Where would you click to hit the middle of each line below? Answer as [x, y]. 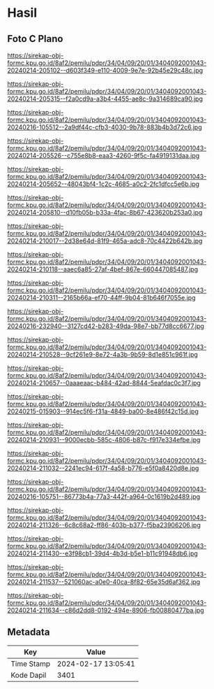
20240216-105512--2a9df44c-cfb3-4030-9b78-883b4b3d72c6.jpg [105, 127]
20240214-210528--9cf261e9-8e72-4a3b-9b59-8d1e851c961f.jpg [103, 354]
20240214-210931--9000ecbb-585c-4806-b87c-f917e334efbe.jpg [104, 440]
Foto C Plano [35, 39]
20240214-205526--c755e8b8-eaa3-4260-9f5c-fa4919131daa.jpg [104, 156]
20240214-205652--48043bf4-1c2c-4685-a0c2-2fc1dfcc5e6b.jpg [104, 184]
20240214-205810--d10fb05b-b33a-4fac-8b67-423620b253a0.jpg [105, 212]
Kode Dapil [29, 675]
